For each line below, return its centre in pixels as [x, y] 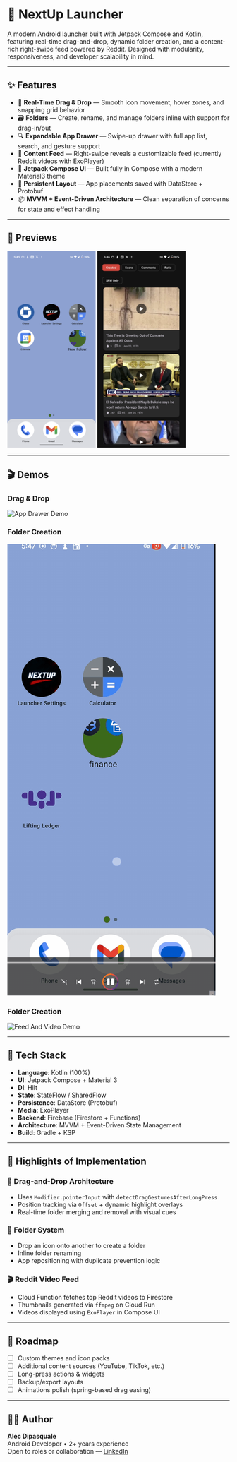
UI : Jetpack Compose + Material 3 [67, 1080]
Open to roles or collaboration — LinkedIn [68, 1451]
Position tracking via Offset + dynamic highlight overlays [100, 1204]
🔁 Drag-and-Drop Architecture [61, 1182]
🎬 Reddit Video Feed [43, 1279]
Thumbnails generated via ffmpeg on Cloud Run [86, 1305]
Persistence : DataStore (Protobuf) [67, 1102]
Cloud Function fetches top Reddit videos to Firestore [95, 1298]
